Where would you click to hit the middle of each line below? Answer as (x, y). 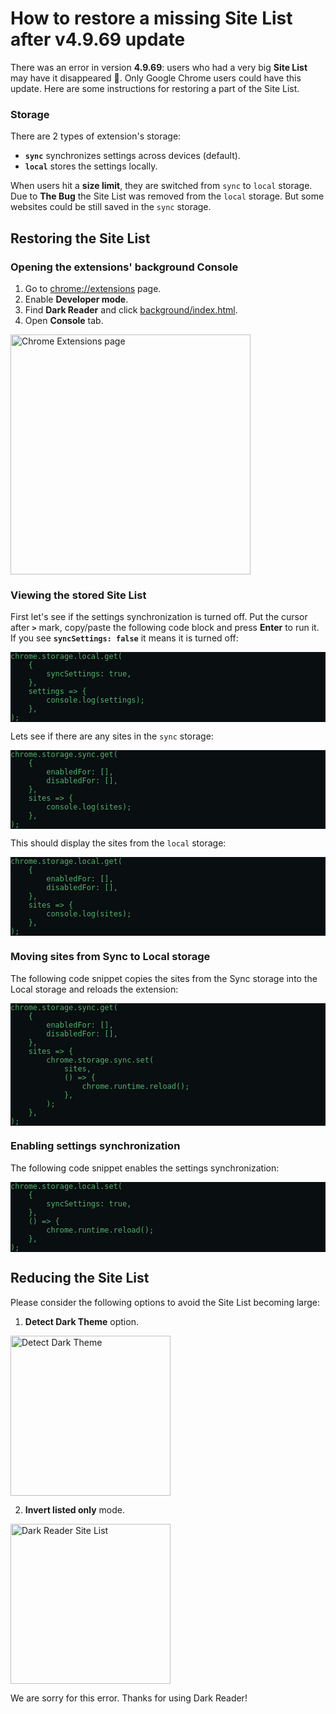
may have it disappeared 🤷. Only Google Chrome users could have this (156, 78)
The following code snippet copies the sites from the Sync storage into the (164, 978)
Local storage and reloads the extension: (94, 989)
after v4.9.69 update (98, 39)
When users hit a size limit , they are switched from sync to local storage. (161, 186)
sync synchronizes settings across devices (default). (132, 156)
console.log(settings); (95, 700)
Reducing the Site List (80, 1278)
